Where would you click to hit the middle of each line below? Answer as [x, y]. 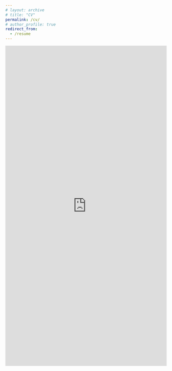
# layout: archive [25, 10]
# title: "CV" [20, 15]
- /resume [20, 34]
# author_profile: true [31, 24]
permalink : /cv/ [23, 19]
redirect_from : [21, 29]
